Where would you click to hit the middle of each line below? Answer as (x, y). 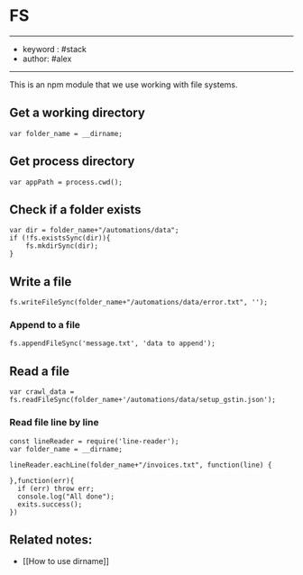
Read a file (40, 371)
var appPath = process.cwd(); (66, 182)
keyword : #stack (55, 49)
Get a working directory (78, 113)
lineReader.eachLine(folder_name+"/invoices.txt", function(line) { (141, 465)
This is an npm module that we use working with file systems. (124, 84)
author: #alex (47, 59)
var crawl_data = (42, 392)
